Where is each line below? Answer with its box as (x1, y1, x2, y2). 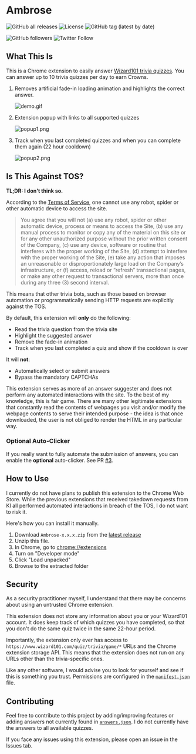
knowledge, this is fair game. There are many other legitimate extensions (6, 397, 182, 404)
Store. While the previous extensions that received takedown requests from (6, 495, 189, 502)
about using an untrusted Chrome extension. (6, 601, 114, 609)
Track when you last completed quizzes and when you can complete (14, 137, 181, 144)
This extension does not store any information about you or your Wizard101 (6, 613, 188, 620)
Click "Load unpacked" (14, 556, 71, 563)
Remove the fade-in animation (14, 338, 88, 345)
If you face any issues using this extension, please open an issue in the (6, 736, 178, 743)
